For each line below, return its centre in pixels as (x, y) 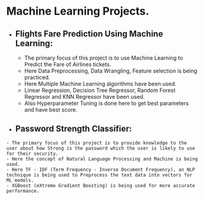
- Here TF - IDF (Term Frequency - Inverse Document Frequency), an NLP (101, 170)
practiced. (37, 77)
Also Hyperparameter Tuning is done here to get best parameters (107, 103)
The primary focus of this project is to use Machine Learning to (104, 58)
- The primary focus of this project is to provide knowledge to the (97, 143)
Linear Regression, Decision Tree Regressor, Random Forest (100, 90)
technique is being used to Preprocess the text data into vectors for (99, 175)
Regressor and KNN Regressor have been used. (85, 97)
